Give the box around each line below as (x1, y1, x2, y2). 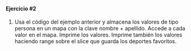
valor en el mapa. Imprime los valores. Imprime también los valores (14, 31, 182, 39)
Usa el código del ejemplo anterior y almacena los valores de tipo (14, 18, 179, 25)
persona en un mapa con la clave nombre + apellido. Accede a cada (14, 25, 186, 32)
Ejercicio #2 (5, 5, 36, 12)
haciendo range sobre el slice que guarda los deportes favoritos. (14, 38, 177, 45)
